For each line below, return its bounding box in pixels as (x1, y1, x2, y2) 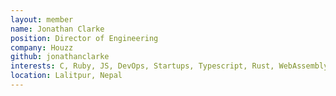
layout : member (10, 14, 74, 25)
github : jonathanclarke (10, 52, 110, 62)
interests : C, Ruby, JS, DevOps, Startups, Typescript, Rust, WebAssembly (10, 61, 329, 71)
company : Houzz (10, 42, 74, 53)
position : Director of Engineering (10, 33, 159, 43)
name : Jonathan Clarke (10, 24, 105, 34)
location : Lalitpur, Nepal (10, 71, 123, 81)
